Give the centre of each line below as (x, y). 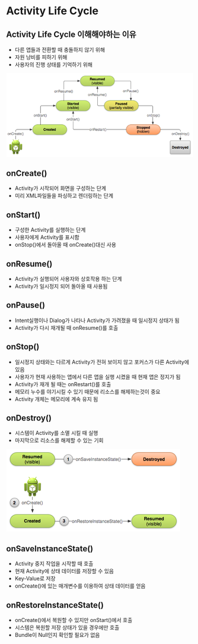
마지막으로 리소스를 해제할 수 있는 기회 (59, 440)
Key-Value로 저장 (35, 579)
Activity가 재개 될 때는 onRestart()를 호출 (63, 384)
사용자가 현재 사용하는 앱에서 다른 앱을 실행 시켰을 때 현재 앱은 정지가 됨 (98, 377)
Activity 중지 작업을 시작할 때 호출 (54, 564)
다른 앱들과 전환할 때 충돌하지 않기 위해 (60, 50)
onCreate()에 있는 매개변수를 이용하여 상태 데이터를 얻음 (80, 586)
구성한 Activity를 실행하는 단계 (50, 230)
